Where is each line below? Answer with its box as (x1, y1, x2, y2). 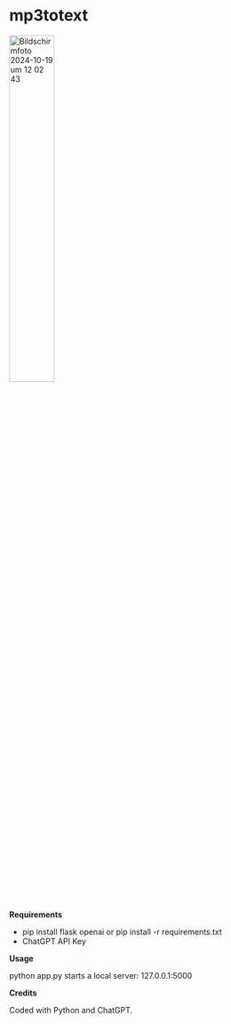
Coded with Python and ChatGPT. (9, 1004, 133, 1015)
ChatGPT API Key (21, 935, 87, 947)
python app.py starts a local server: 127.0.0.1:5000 (9, 970, 193, 980)
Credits (9, 988, 37, 998)
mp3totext (9, 5, 89, 26)
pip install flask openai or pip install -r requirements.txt (21, 926, 222, 937)
